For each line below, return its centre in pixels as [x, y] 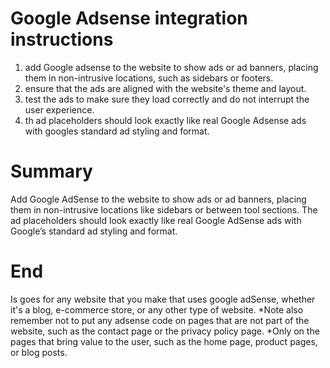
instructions [62, 39]
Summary [51, 171]
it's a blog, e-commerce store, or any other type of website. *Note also [157, 309]
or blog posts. [39, 352]
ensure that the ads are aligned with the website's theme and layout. [165, 88]
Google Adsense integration [129, 18]
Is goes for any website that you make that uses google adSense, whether [163, 299]
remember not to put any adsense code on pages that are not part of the [160, 320]
